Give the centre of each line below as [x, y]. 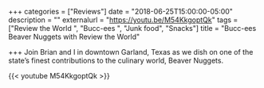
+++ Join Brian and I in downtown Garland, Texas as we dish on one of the [131, 52]
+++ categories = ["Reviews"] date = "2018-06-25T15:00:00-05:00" [121, 11]
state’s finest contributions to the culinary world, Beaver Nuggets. [116, 60]
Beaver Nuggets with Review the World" [74, 36]
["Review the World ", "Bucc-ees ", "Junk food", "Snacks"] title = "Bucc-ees [132, 28]
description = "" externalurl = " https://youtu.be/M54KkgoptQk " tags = [123, 20]
